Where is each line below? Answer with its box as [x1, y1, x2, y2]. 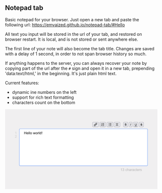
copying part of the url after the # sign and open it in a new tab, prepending [5, 65, 155, 71]
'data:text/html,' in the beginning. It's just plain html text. [5, 70, 117, 76]
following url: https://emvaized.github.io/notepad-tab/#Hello [5, 22, 125, 28]
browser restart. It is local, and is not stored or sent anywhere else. [5, 36, 138, 42]
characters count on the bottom [12, 99, 75, 105]
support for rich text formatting [12, 94, 74, 100]
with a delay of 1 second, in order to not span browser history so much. [5, 51, 147, 57]
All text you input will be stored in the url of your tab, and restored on [5, 31, 142, 37]
